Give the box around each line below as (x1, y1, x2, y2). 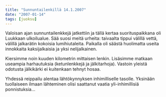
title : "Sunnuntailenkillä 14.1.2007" (5, 7, 86, 12)
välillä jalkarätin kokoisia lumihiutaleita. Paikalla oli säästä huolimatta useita (5, 41, 159, 47)
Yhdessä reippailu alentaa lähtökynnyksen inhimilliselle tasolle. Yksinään (5, 76, 155, 82)
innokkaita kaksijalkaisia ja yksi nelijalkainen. (5, 46, 97, 52)
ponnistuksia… (5, 87, 36, 93)
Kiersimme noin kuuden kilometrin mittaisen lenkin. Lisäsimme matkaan (5, 56, 153, 62)
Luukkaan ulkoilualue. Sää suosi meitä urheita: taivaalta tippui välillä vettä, (5, 35, 158, 41)
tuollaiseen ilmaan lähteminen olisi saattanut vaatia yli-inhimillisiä (5, 81, 139, 87)
